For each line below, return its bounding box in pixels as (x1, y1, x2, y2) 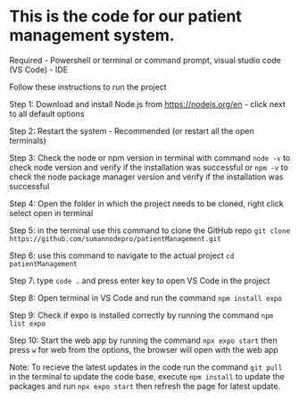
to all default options (9, 108, 85, 119)
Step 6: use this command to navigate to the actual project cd (9, 250, 235, 261)
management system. (9, 25, 176, 46)
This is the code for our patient (9, 6, 243, 27)
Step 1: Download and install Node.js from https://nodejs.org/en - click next (9, 98, 286, 109)
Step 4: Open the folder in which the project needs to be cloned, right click (9, 198, 284, 209)
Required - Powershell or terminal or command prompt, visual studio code (9, 54, 281, 65)
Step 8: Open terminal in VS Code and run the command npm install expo (9, 292, 283, 303)
